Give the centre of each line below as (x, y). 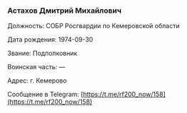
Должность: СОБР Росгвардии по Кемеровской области (93, 26)
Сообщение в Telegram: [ (46, 95)
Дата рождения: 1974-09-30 (50, 40)
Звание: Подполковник (42, 53)
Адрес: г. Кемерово (37, 81)
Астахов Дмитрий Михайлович (65, 11)
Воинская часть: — (36, 67)
